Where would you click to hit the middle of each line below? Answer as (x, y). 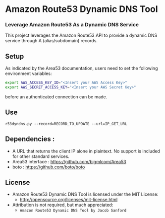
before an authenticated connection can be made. (56, 97)
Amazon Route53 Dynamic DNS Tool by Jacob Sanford (73, 211)
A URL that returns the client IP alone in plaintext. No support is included (86, 151)
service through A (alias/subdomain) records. (52, 41)
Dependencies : (30, 139)
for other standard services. (41, 156)
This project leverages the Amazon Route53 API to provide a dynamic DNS (81, 35)
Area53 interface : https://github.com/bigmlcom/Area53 (69, 161)
